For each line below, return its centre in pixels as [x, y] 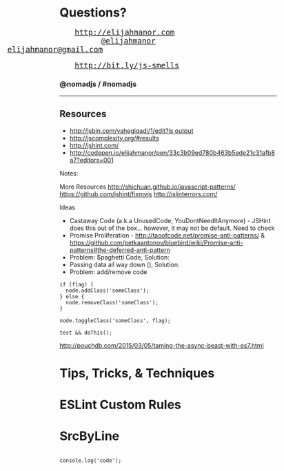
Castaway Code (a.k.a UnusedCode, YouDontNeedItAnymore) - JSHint [170, 220]
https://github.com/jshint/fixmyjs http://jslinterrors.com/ [139, 193]
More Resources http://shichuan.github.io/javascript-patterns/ [148, 187]
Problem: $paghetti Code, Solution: [119, 257]
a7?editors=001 [91, 160]
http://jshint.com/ [94, 145]
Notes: [69, 173]
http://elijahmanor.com [125, 32]
